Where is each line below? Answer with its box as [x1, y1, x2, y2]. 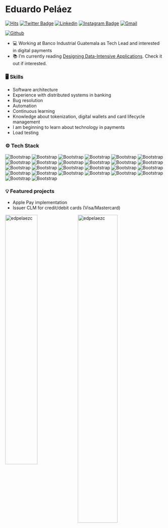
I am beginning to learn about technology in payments [12, 124, 125, 130]
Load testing [12, 130, 39, 136]
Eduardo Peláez [5, 4, 72, 15]
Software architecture [12, 87, 58, 93]
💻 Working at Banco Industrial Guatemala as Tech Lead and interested [12, 40, 160, 46]
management [12, 119, 40, 125]
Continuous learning [12, 108, 55, 114]
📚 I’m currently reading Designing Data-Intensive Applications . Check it [12, 53, 162, 59]
